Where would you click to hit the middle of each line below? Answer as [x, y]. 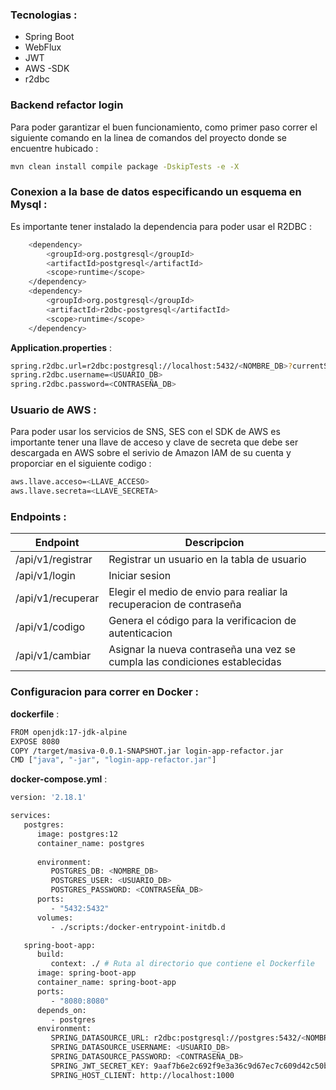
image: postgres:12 [77, 834]
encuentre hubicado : [54, 148]
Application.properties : [61, 347]
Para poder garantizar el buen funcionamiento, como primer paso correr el [164, 127]
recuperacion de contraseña [175, 605]
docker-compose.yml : [59, 779]
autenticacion [140, 633]
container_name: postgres [90, 843]
